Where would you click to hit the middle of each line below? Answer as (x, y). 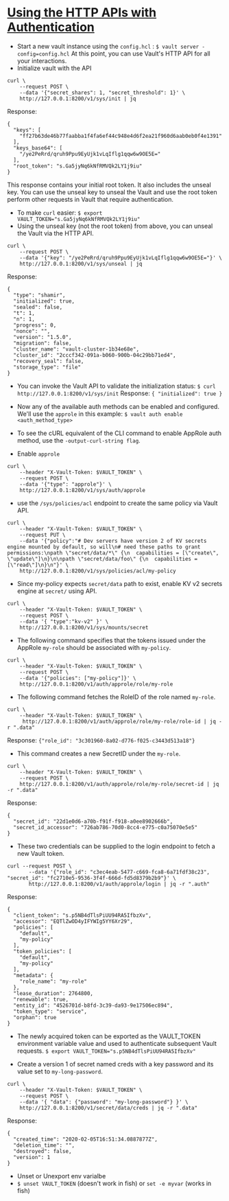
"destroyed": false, (43, 1151)
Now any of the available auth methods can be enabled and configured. (118, 406)
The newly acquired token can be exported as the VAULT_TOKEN (109, 1036)
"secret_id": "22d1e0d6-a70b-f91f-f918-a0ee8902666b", (93, 821)
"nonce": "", (32, 331)
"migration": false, (43, 343)
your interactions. (42, 60)
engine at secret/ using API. (57, 591)
